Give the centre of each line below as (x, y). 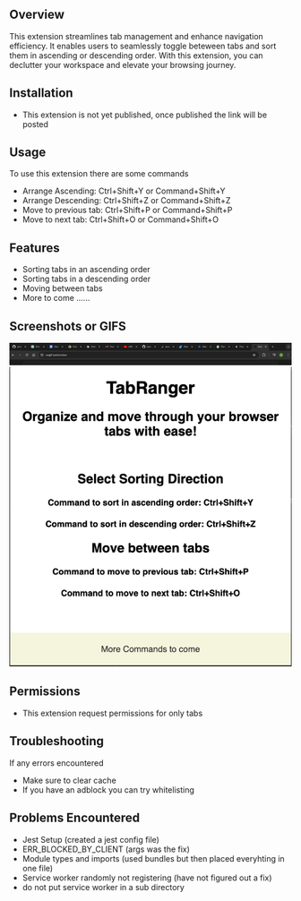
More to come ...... (56, 298)
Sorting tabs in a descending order (86, 279)
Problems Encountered (75, 818)
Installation (41, 93)
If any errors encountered (57, 763)
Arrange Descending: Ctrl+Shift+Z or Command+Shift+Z (126, 201)
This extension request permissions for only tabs (112, 713)
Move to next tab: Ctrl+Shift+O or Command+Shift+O (120, 219)
